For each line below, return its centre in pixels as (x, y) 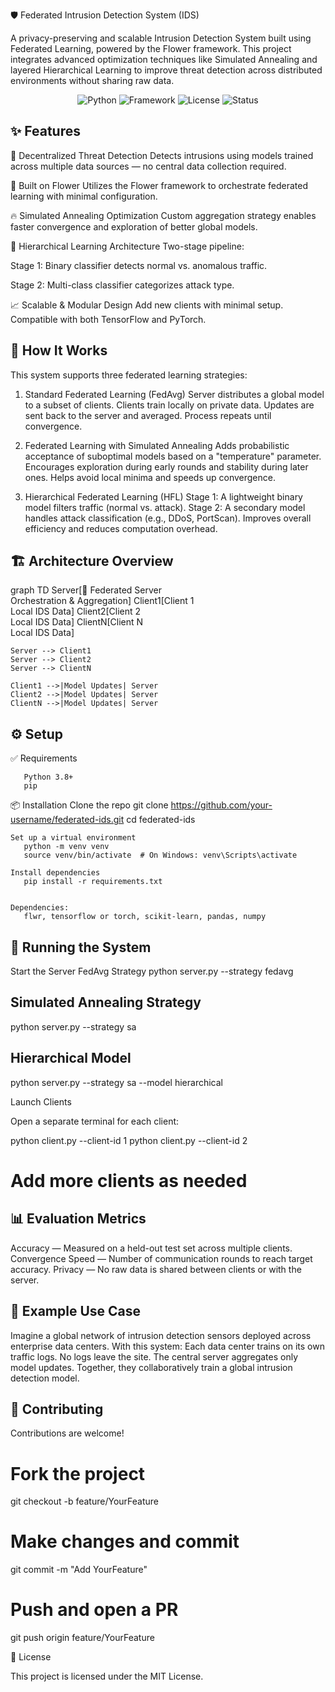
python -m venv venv (66, 847)
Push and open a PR (94, 1610)
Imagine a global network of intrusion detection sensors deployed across (161, 1335)
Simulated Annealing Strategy (106, 1002)
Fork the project (78, 1473)
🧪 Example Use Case (76, 1311)
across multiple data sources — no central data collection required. (148, 166)
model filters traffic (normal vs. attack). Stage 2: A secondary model (165, 507)
